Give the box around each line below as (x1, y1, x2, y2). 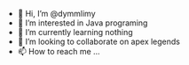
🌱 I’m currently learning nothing (17, 27, 133, 37)
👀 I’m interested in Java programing (17, 18, 148, 28)
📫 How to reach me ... (17, 47, 100, 56)
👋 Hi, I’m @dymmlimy (17, 9, 96, 18)
